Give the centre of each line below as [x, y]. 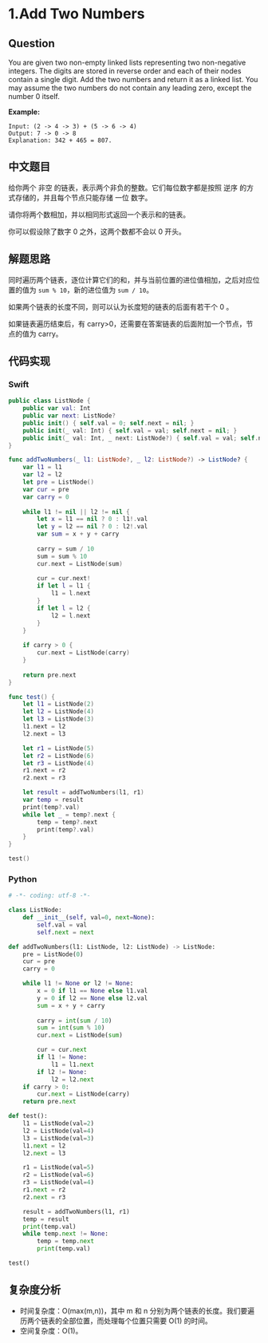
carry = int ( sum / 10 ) [75, 1021]
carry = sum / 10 [65, 549]
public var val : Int [57, 409]
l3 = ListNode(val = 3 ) [58, 1138]
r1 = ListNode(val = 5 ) [58, 1167]
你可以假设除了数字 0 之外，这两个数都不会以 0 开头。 [97, 231]
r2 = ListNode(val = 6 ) [58, 1175]
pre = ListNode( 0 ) [53, 954]
